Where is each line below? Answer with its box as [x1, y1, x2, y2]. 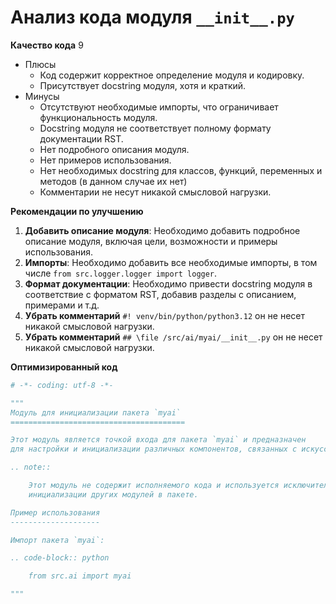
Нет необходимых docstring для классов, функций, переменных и [39, 164, 323, 176]
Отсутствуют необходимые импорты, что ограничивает [39, 101, 279, 113]
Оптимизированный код [10, 361, 118, 373]
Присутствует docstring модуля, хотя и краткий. [39, 79, 247, 91]
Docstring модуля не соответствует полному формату [39, 122, 272, 134]
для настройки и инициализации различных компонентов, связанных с [10, 444, 298, 455]
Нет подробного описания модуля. [39, 143, 190, 155]
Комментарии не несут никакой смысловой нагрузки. [39, 186, 272, 198]
